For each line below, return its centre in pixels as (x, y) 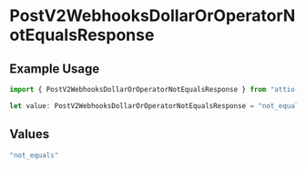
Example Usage (55, 69)
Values (30, 134)
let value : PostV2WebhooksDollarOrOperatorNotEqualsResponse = (132, 105)
